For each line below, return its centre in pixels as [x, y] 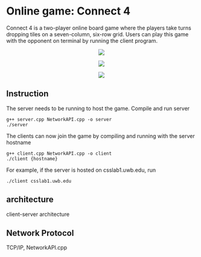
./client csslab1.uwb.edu [39, 181]
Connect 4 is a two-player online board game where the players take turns [99, 28]
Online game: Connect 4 [69, 11]
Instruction [27, 94]
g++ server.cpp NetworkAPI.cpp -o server [59, 119]
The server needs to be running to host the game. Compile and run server [98, 108]
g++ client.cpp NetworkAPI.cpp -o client [59, 153]
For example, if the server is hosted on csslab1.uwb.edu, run [81, 170]
